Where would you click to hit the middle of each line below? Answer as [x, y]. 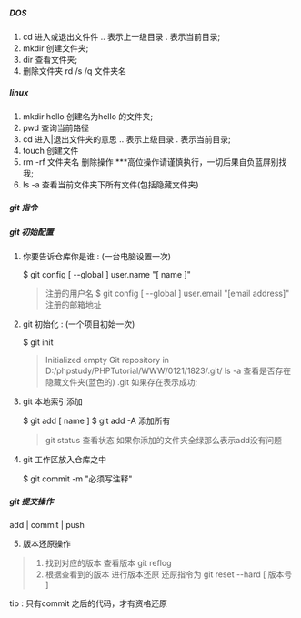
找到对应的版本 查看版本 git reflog [108, 563]
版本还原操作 [46, 544]
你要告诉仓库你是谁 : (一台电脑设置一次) [96, 257]
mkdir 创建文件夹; [55, 48]
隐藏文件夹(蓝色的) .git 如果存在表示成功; [121, 382]
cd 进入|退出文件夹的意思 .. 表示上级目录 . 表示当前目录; [127, 139]
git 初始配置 [32, 231]
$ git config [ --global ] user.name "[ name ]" [106, 275]
